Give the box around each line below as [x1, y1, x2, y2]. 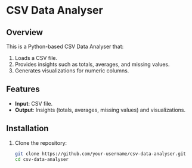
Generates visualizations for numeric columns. [14, 67, 129, 74]
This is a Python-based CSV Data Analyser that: [6, 43, 124, 50]
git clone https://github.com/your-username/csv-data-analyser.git [14, 151, 186, 157]
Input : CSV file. [14, 100, 53, 107]
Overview [6, 27, 44, 37]
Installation [6, 123, 49, 134]
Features [6, 84, 40, 94]
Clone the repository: [14, 139, 67, 146]
